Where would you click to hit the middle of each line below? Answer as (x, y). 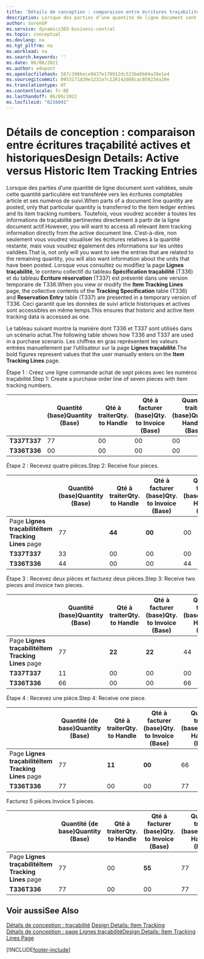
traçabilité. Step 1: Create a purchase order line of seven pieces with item (97, 379)
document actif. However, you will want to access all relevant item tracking (99, 226)
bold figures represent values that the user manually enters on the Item (95, 354)
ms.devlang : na (25, 40)
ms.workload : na (27, 52)
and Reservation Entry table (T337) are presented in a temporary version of (102, 297)
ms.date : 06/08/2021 (32, 62)
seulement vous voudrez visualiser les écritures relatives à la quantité (93, 239)
